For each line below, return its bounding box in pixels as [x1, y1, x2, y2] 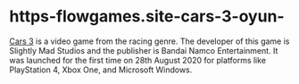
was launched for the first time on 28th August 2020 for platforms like [9, 55, 266, 65]
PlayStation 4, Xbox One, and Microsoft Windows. [9, 64, 193, 75]
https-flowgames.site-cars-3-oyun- [9, 6, 285, 27]
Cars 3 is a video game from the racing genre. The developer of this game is [9, 36, 290, 46]
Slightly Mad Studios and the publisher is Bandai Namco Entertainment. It [9, 45, 278, 55]
